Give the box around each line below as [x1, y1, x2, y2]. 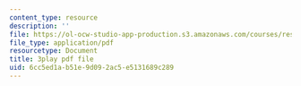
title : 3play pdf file [9, 55, 94, 64]
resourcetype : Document [9, 47, 99, 56]
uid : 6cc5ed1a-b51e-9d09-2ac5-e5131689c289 [9, 64, 175, 73]
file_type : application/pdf [9, 38, 115, 47]
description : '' [9, 21, 70, 30]
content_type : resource [9, 13, 99, 22]
